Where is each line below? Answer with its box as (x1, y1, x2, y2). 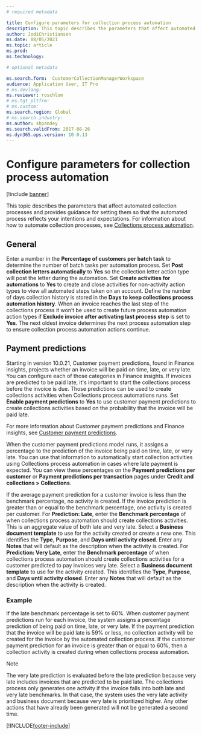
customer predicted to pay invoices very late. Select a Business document (6, 561, 193, 569)
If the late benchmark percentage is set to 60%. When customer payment (6, 610, 189, 617)
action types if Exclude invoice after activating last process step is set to (6, 313, 191, 320)
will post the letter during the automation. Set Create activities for (6, 275, 171, 281)
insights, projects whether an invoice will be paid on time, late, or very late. (6, 365, 192, 373)
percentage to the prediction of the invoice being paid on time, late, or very (6, 447, 193, 454)
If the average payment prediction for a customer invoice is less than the (6, 491, 187, 498)
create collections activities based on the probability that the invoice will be (6, 404, 194, 411)
